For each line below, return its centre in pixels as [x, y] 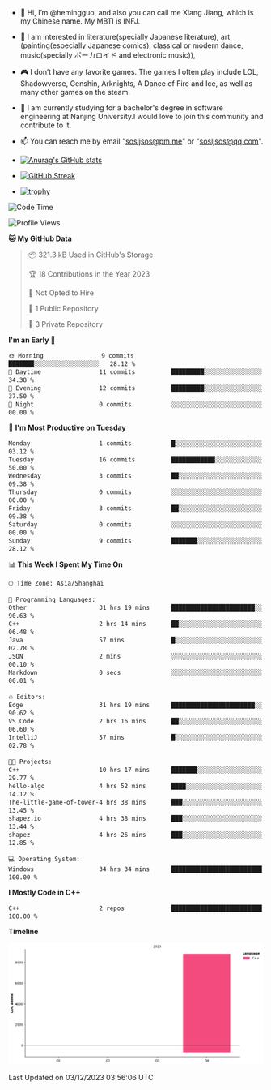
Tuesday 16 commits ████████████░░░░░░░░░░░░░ [135, 460]
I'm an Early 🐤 [32, 340]
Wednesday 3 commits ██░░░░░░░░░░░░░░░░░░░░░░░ [135, 476]
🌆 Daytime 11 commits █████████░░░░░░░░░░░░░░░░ [135, 372]
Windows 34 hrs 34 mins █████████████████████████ [135, 869]
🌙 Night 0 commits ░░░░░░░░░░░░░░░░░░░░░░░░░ [135, 405]
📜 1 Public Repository [63, 309]
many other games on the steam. [75, 92]
